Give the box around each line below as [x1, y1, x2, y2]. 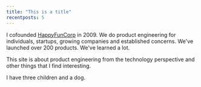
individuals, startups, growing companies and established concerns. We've [6, 37, 194, 45]
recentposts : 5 [6, 14, 45, 21]
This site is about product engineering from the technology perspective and [6, 56, 195, 63]
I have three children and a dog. [6, 74, 86, 81]
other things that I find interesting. [6, 62, 91, 69]
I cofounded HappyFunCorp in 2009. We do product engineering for [6, 31, 176, 38]
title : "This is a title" [6, 8, 71, 15]
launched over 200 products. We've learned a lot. [6, 43, 130, 51]
